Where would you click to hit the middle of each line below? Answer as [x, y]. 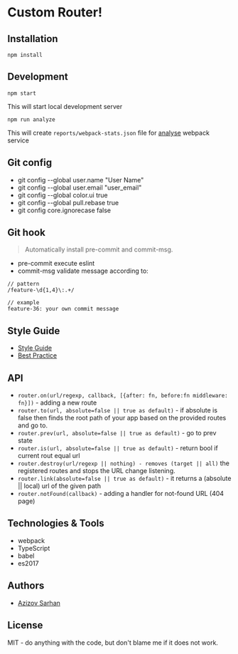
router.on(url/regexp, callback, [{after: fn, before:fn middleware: [123, 396]
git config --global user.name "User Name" [81, 180]
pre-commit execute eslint [56, 264]
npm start [22, 93]
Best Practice [37, 355]
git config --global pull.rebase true [68, 202]
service [18, 140]
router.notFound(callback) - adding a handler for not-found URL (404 [121, 494]
